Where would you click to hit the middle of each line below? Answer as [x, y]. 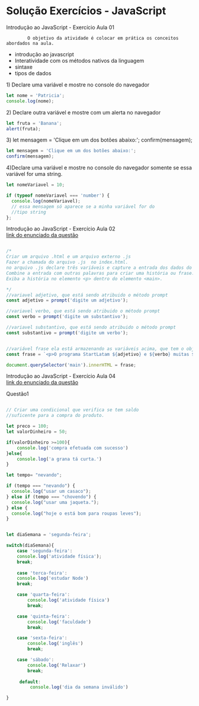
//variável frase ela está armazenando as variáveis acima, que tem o [95, 349]
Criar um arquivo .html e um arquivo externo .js [69, 257]
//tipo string [29, 212]
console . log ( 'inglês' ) [55, 644]
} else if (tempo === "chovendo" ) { [51, 497]
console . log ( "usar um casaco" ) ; [52, 492]
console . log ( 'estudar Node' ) [53, 579]
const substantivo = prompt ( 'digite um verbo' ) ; [67, 333]
